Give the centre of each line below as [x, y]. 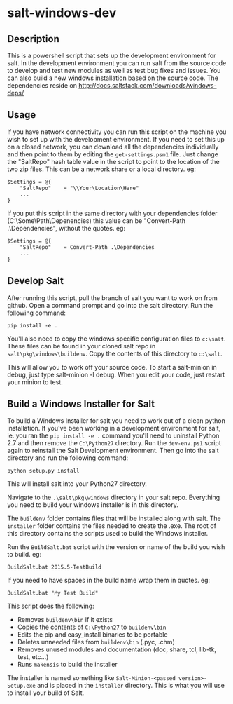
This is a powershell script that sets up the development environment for [112, 55]
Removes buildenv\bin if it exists [65, 620]
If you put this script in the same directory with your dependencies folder [113, 213]
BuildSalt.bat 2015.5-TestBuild [54, 567]
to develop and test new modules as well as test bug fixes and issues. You [114, 70]
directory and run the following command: [68, 458]
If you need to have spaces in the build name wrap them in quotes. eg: [109, 581]
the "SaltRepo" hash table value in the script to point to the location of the [113, 161]
